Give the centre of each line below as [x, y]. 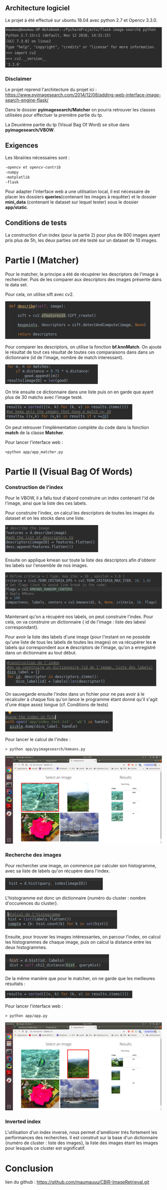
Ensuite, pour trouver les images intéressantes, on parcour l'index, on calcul [83, 937]
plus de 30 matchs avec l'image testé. [44, 397]
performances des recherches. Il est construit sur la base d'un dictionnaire [82, 1138]
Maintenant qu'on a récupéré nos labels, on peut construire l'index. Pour [79, 617]
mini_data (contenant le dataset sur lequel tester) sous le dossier [72, 202]
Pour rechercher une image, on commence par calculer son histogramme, [81, 866]
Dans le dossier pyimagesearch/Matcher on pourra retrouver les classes [80, 110]
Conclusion [29, 1168]
